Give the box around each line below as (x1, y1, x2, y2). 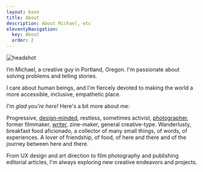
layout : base (6, 9, 40, 15)
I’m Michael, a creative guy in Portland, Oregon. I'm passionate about (6, 66, 180, 73)
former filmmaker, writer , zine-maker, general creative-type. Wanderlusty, (6, 121, 191, 128)
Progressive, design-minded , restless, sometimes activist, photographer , (6, 114, 189, 121)
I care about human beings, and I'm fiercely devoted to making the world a (6, 84, 193, 91)
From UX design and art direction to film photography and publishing (6, 152, 179, 159)
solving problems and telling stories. (6, 73, 98, 79)
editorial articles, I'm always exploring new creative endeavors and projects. (6, 159, 198, 165)
